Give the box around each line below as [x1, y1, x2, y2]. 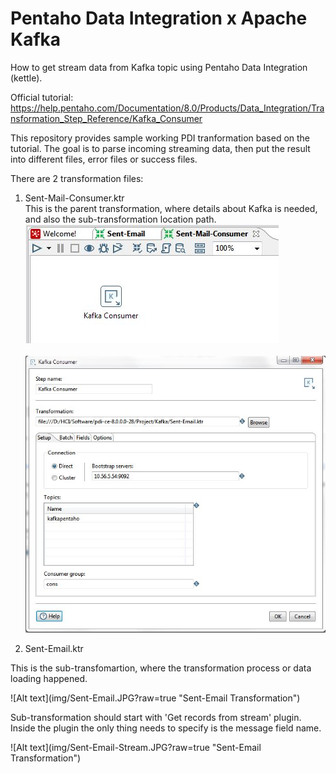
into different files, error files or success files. [10, 153, 198, 165]
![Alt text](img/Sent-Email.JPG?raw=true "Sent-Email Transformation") [10, 692, 301, 704]
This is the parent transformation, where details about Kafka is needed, [24, 202, 318, 214]
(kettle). [10, 72, 43, 84]
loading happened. [10, 673, 88, 685]
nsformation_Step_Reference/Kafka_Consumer [10, 112, 203, 124]
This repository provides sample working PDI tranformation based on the [10, 132, 311, 144]
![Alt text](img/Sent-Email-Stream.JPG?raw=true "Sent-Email [10, 742, 262, 754]
